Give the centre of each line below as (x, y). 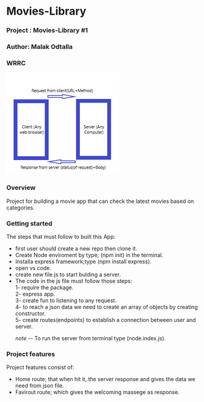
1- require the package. (44, 287)
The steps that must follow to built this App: (61, 236)
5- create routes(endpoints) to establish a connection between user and (105, 320)
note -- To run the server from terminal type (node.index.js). (90, 338)
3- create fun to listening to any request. (66, 300)
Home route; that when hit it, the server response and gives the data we (105, 379)
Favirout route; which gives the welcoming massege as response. (97, 392)
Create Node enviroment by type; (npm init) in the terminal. (89, 255)
